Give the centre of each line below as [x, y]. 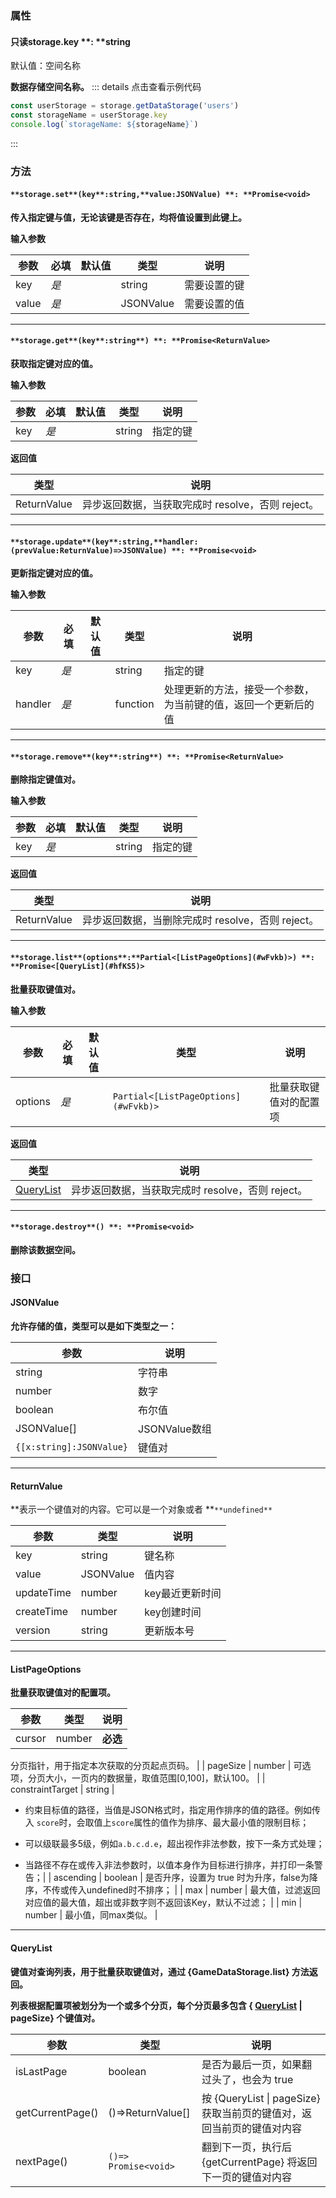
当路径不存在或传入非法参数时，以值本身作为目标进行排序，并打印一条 [169, 1865]
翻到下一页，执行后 [246, 2147]
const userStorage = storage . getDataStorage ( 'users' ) [125, 106]
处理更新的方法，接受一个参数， [239, 690]
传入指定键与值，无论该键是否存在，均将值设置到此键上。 [128, 217]
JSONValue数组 [175, 1429]
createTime [42, 1612]
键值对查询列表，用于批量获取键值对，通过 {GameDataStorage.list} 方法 [160, 1971]
